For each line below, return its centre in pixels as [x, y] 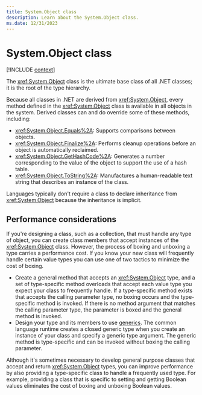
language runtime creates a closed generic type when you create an [100, 329]
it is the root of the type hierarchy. [49, 88]
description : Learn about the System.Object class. [72, 18]
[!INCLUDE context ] [31, 70]
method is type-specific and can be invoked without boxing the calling [102, 342]
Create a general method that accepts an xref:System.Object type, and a [105, 278]
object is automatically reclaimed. [57, 150]
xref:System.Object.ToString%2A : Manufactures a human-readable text [104, 175]
